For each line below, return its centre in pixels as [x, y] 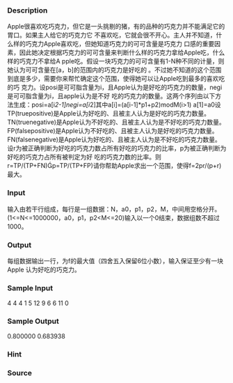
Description [27, 10]
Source [20, 373]
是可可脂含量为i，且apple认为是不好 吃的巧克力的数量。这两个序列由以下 [111, 96]
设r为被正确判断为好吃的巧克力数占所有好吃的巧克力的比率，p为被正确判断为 [117, 148]
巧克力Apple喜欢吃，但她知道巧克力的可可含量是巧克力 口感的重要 [120, 44]
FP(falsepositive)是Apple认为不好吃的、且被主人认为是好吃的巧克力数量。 [113, 131]
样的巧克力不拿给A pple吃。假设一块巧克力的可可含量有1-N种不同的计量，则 [116, 61]
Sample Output [33, 321]
